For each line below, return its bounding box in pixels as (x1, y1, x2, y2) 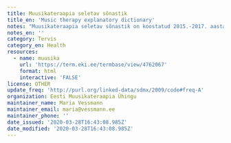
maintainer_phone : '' (7, 112, 69, 119)
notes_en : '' (7, 29, 45, 36)
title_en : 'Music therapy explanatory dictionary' (7, 16, 155, 23)
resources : (7, 49, 38, 56)
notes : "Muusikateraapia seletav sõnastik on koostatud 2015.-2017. (7, 23, 208, 30)
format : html (19, 67, 57, 74)
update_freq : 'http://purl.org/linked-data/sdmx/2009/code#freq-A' (7, 87, 205, 93)
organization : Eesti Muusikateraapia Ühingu (7, 93, 137, 100)
